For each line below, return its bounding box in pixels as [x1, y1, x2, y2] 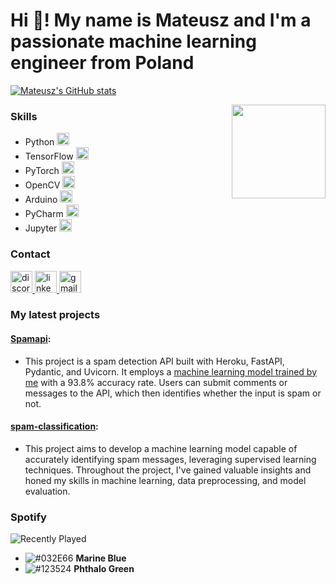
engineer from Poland [10, 52, 195, 74]
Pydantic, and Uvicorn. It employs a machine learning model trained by [24, 365, 318, 378]
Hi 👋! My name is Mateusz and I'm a [10, 9, 312, 32]
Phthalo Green [73, 563, 135, 575]
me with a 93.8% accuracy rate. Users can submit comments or [24, 376, 288, 388]
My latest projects [10, 308, 101, 322]
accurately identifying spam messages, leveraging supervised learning [24, 453, 317, 465]
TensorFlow [24, 150, 74, 163]
